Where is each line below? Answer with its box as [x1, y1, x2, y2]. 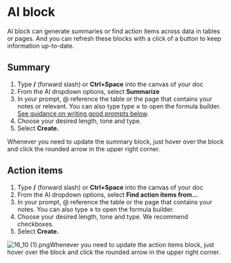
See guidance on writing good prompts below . [17, 109, 149, 117]
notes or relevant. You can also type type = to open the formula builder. [17, 101, 221, 110]
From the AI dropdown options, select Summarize [17, 87, 160, 95]
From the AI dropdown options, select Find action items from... [17, 191, 198, 199]
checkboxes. [17, 220, 54, 228]
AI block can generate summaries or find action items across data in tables [7, 27, 221, 35]
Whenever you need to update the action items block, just [49, 240, 214, 249]
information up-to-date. [7, 41, 75, 50]
